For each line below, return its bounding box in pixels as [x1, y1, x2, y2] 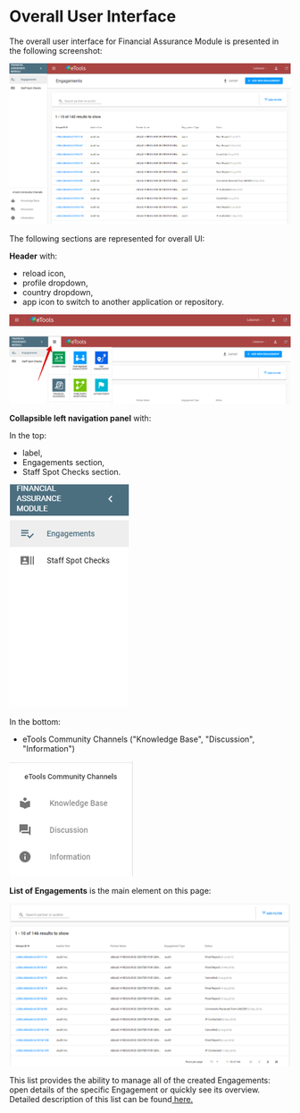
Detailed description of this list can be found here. [9, 1093, 194, 1104]
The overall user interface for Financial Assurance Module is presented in [9, 36, 279, 47]
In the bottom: [9, 717, 61, 727]
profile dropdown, [21, 277, 88, 288]
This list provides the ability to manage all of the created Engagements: [9, 1075, 271, 1085]
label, [21, 447, 43, 458]
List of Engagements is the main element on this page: [9, 886, 212, 896]
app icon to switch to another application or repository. [21, 297, 225, 308]
